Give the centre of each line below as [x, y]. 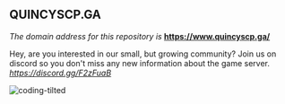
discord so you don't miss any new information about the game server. [140, 63]
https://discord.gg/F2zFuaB [60, 73]
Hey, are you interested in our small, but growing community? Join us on [143, 54]
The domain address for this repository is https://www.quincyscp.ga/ [140, 36]
